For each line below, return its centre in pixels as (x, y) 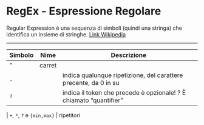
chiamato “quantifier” (93, 100)
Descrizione (129, 55)
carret (48, 65)
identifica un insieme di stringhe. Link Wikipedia (66, 34)
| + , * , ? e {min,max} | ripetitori (43, 115)
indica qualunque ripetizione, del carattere (123, 75)
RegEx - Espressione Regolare (84, 11)
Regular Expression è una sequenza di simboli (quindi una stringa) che (94, 28)
